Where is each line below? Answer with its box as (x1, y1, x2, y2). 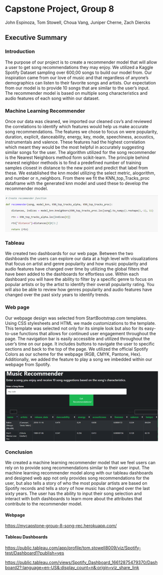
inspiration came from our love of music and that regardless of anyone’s (5, 74, 149, 81)
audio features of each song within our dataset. (5, 95, 100, 101)
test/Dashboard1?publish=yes (5, 550, 65, 556)
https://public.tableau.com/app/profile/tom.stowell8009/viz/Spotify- (5, 545, 141, 551)
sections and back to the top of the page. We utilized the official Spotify (5, 346, 148, 352)
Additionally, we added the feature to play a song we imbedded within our (5, 356, 152, 362)
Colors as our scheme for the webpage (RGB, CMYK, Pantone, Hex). (5, 351, 142, 357)
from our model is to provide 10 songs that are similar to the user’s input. (5, 85, 150, 91)
